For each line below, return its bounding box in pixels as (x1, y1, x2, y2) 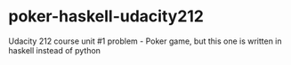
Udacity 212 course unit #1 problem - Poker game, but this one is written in (8, 36, 282, 46)
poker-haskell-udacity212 (8, 6, 204, 27)
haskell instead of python (8, 45, 101, 55)
